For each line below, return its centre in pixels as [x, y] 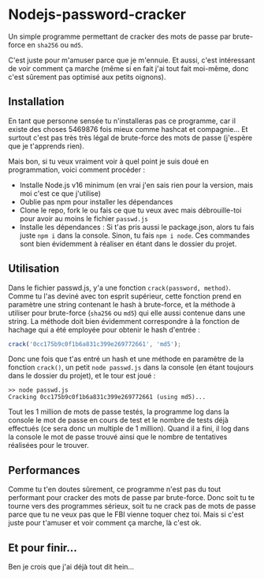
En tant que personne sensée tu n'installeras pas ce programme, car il [122, 121]
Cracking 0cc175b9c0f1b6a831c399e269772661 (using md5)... [107, 397]
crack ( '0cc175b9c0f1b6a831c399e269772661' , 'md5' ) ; [95, 344]
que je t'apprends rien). [46, 146]
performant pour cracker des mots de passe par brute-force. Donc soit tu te [131, 498]
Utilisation [34, 269]
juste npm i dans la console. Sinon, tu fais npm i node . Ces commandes [135, 235]
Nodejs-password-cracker [97, 15]
